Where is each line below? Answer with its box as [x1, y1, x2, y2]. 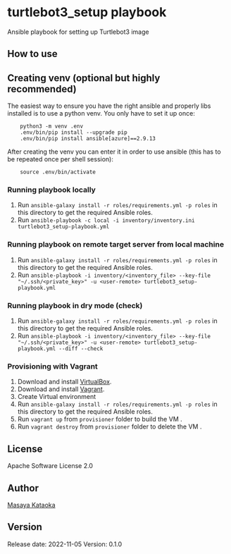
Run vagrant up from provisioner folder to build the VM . [17, 415, 182, 424]
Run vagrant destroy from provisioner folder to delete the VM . [17, 422, 202, 431]
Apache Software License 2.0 [7, 462, 94, 470]
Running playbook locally [7, 185, 96, 195]
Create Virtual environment [17, 393, 96, 401]
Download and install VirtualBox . [17, 378, 112, 386]
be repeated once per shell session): [7, 155, 114, 164]
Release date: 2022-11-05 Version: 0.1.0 [7, 540, 123, 548]
